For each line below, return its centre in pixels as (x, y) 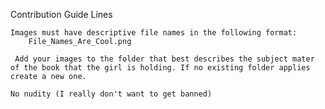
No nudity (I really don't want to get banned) (111, 94)
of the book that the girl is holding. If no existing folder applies (160, 68)
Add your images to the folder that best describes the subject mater (164, 59)
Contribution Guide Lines (61, 14)
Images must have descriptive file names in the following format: (154, 33)
